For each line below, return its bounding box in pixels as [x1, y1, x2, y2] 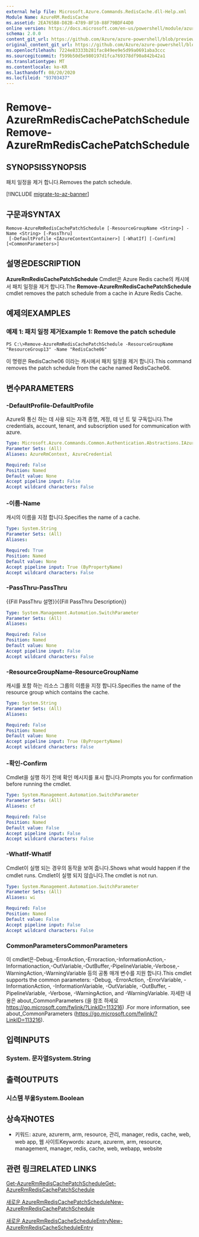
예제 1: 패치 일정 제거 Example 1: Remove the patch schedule [6, 328, 176, 336]
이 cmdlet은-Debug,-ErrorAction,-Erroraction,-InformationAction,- [6, 955, 166, 963]
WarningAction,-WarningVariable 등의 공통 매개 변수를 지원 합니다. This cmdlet [6, 970, 192, 977]
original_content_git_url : [6, 42, 73, 48]
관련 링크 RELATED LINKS [6, 1163, 97, 1174]
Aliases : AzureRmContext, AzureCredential [6, 451, 113, 457]
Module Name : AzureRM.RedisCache [6, 14, 89, 20]
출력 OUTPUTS [6, 1074, 59, 1085]
